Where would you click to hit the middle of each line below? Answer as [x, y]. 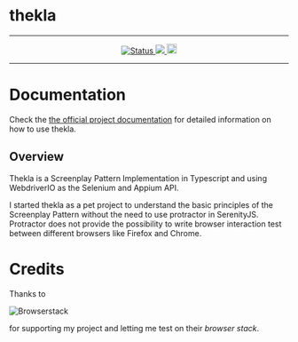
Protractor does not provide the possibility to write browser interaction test [145, 224]
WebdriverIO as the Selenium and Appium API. [94, 187]
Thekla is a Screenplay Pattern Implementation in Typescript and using [138, 178]
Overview [37, 157]
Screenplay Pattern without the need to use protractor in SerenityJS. [134, 214]
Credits [37, 269]
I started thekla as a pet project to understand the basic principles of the [141, 204]
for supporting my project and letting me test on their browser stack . [134, 328]
